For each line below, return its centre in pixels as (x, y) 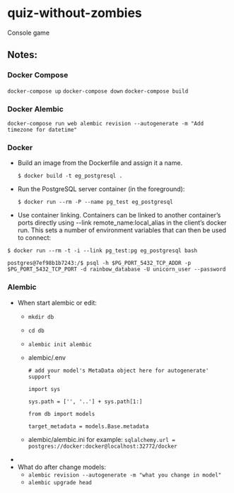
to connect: (34, 238)
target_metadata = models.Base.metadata (88, 426)
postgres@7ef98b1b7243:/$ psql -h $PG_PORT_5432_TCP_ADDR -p (99, 263)
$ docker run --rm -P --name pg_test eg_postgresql (95, 202)
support (39, 377)
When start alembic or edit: (57, 302)
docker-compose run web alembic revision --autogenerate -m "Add (105, 123)
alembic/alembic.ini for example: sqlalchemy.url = (101, 439)
